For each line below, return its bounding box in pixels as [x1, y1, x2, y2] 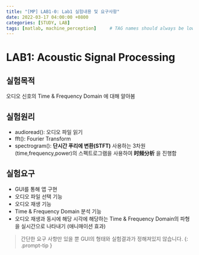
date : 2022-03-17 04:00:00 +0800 [6, 14, 89, 20]
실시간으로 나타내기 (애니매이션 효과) [21, 222, 106, 230]
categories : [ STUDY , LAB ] [6, 20, 70, 26]
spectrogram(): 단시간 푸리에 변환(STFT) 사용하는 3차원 [14, 142, 146, 149]
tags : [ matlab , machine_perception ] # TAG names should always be [6, 25, 184, 31]
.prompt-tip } [20, 241, 52, 249]
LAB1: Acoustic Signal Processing [6, 51, 176, 64]
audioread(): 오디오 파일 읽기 [14, 129, 83, 136]
